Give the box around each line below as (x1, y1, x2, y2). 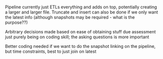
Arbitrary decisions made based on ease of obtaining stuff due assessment (5, 29, 156, 34)
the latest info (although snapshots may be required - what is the (5, 15, 135, 20)
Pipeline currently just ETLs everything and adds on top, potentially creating (5, 4, 157, 10)
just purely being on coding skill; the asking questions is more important (5, 34, 149, 40)
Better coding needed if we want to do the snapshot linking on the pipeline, (5, 44, 156, 49)
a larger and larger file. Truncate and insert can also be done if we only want (5, 9, 158, 15)
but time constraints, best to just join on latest (5, 48, 96, 54)
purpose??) (5, 19, 28, 25)
